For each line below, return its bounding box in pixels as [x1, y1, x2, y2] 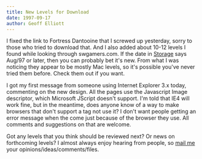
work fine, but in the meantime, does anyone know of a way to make [6, 101, 179, 109]
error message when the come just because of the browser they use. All [6, 114, 189, 122]
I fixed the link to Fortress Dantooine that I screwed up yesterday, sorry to [6, 37, 192, 45]
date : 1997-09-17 [6, 15, 51, 21]
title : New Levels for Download [6, 9, 89, 15]
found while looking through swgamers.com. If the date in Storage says [6, 50, 187, 58]
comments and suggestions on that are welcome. [6, 121, 131, 128]
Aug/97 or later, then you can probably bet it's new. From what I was [6, 56, 179, 64]
